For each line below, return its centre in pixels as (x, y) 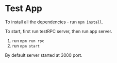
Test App (24, 8)
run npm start (26, 46)
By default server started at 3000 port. (44, 55)
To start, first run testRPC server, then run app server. (59, 31)
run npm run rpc (28, 40)
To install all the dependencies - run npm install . (54, 22)
